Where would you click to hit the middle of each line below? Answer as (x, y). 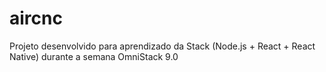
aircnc (36, 18)
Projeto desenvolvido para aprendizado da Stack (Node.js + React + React (162, 46)
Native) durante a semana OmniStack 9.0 (94, 56)
